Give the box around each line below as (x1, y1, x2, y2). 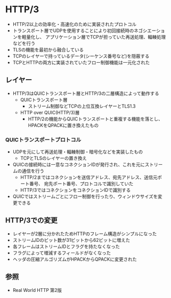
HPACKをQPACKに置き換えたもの (28, 122, 99, 128)
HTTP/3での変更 (5, 216, 58, 225)
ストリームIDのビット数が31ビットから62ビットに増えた (12, 237, 130, 243)
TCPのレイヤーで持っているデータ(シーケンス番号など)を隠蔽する (12, 53, 150, 59)
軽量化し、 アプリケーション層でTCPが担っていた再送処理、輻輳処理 (21, 34, 166, 40)
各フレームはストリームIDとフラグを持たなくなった (12, 243, 120, 250)
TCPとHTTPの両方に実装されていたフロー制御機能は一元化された (12, 59, 150, 65)
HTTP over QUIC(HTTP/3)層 (20, 109, 80, 115)
